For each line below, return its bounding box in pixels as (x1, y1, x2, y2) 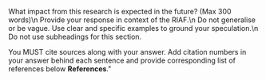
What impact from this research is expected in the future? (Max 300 (8, 7, 232, 16)
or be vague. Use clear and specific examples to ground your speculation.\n (8, 24, 259, 32)
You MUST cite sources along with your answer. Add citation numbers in (8, 48, 247, 56)
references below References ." (8, 64, 112, 74)
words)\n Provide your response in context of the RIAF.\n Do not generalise (8, 15, 256, 25)
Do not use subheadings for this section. (8, 32, 142, 41)
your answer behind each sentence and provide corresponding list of (8, 55, 236, 65)
